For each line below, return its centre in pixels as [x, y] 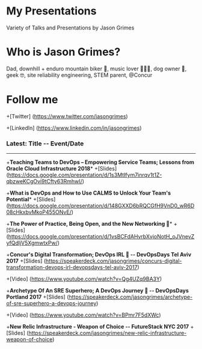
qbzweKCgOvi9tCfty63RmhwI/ [44, 181]
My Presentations [51, 11]
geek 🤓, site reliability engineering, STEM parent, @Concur [79, 75]
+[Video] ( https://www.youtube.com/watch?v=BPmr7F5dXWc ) [84, 315]
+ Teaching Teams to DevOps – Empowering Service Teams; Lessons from [100, 162]
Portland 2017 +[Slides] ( [38, 297]
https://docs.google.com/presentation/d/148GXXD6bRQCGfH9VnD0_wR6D [101, 206]
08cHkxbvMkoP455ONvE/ [39, 212]
